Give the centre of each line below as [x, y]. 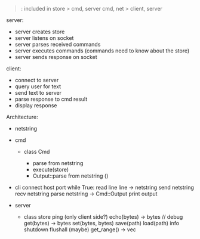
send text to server [38, 93]
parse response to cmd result [51, 99]
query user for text [38, 86]
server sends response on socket [56, 57]
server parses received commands [58, 44]
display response [36, 105]
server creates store [40, 32]
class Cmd [37, 152]
